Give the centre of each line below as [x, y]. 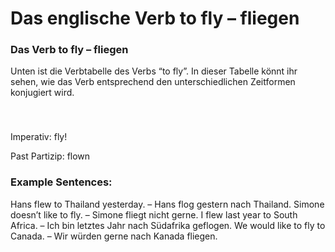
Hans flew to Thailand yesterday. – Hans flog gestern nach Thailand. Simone [167, 204]
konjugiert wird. [42, 93]
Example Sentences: [61, 182]
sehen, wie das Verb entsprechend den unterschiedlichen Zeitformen [153, 82]
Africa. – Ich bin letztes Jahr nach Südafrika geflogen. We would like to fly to [168, 225]
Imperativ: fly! [39, 137]
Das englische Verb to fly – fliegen [155, 18]
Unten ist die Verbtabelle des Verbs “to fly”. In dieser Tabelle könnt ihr [154, 71]
